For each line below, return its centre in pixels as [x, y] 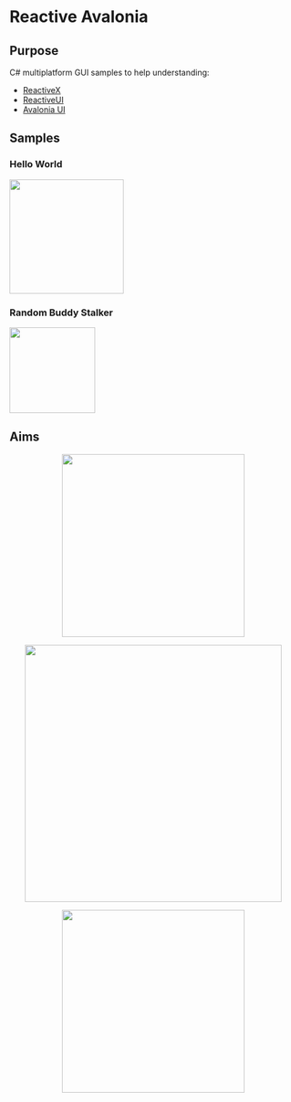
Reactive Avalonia [79, 17]
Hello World [36, 164]
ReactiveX [42, 90]
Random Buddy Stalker [62, 313]
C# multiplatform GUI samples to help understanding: [109, 72]
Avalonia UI [44, 110]
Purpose [34, 51]
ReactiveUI [43, 100]
